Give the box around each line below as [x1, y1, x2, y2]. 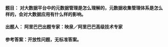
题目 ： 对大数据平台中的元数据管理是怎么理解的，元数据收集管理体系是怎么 [5, 5, 163, 11]
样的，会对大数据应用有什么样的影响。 [5, 11, 86, 17]
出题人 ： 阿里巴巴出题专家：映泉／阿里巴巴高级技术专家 [5, 24, 123, 30]
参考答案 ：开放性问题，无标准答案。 [5, 36, 82, 42]
